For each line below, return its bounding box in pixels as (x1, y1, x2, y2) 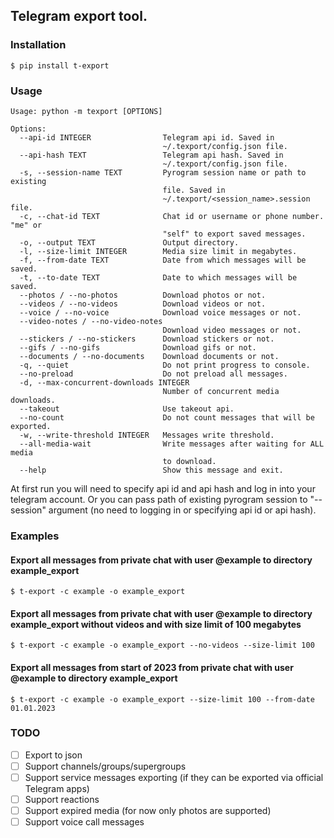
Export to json (24, 749, 83, 761)
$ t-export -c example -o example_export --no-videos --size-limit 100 (10, 640, 315, 651)
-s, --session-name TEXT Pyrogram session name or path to (19, 167, 307, 178)
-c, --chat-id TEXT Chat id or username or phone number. (19, 211, 325, 221)
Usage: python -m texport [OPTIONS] (10, 106, 163, 116)
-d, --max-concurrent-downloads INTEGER (19, 377, 190, 388)
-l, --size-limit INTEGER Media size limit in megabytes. (19, 246, 298, 256)
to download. (162, 456, 217, 466)
